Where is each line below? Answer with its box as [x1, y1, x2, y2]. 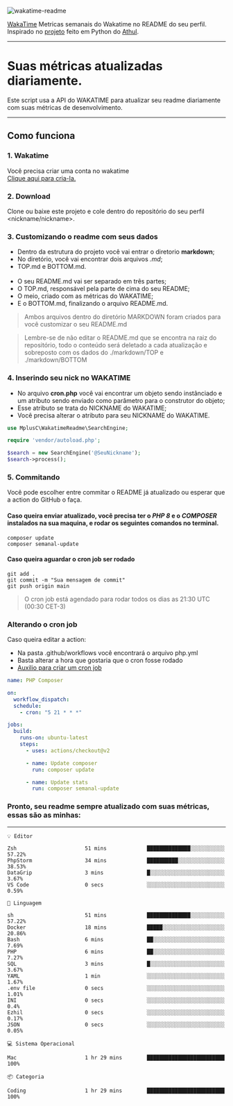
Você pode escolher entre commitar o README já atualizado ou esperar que [7, 488, 225, 497]
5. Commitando [7, 472, 60, 482]
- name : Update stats [25, 779, 89, 786]
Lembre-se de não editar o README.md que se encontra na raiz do [24, 333, 217, 342]
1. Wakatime [7, 151, 49, 160]
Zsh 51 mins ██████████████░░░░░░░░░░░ [7, 845, 225, 852]
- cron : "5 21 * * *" [19, 709, 82, 716]
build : [13, 728, 33, 735]
